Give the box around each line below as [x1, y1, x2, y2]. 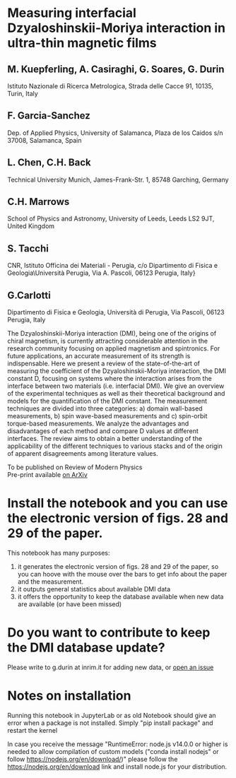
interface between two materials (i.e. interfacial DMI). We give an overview [7, 382, 225, 390]
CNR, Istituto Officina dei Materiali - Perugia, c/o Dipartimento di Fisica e [7, 261, 218, 270]
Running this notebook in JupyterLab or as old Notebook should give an [7, 711, 217, 719]
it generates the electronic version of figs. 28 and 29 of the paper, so [17, 562, 219, 570]
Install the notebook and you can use [7, 495, 228, 512]
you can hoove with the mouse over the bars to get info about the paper [17, 570, 228, 578]
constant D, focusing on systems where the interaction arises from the [7, 375, 212, 383]
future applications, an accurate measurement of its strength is [7, 352, 191, 360]
